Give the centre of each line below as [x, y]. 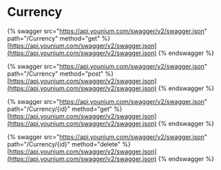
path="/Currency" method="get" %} [59, 38]
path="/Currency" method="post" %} [60, 74]
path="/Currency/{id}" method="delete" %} [69, 144]
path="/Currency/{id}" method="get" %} [65, 109]
